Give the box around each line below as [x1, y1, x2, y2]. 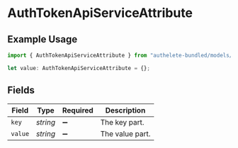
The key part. [100, 117, 144, 127]
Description [105, 105, 146, 115]
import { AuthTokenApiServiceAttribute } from [7, 52, 147, 59]
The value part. [100, 129, 151, 139]
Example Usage [7, 33, 78, 45]
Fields [7, 84, 35, 96]
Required [62, 105, 93, 115]
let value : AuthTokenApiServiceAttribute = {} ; [7, 64, 151, 72]
